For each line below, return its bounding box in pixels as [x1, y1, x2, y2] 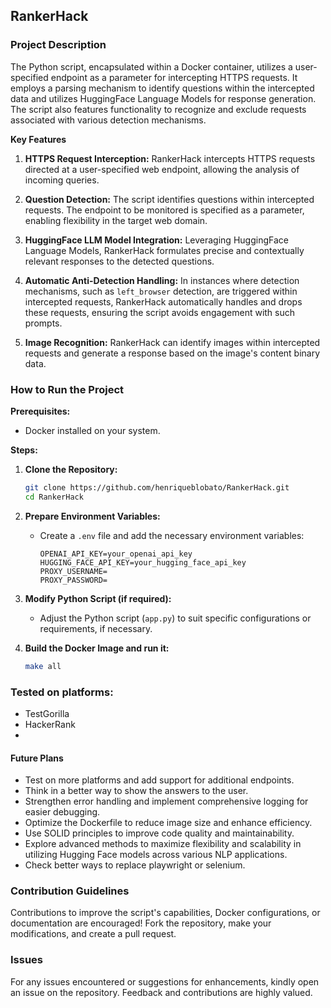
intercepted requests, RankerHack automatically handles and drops [24, 295, 303, 308]
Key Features [10, 133, 67, 145]
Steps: [10, 444, 38, 456]
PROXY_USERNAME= [39, 566, 108, 576]
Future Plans [10, 752, 64, 764]
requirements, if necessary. [39, 622, 153, 634]
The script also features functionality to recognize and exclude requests [10, 103, 307, 115]
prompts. [24, 317, 63, 329]
